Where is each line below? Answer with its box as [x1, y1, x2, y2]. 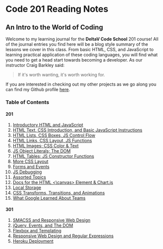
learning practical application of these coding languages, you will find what [5, 52, 158, 58]
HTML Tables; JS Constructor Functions [12, 154, 95, 159]
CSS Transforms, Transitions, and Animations [12, 190, 105, 196]
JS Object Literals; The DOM [12, 148, 71, 154]
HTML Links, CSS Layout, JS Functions [12, 138, 93, 144]
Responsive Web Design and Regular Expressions [12, 233, 114, 239]
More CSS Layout [12, 158, 49, 164]
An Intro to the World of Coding [5, 23, 103, 31]
